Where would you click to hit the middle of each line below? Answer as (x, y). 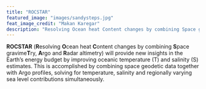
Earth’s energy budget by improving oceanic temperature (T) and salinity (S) (102, 60)
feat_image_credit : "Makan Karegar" (53, 23)
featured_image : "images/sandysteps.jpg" (60, 18)
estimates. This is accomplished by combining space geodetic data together (103, 66)
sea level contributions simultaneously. (55, 79)
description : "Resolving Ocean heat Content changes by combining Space (101, 29)
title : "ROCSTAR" (29, 12)
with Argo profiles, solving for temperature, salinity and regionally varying (99, 73)
